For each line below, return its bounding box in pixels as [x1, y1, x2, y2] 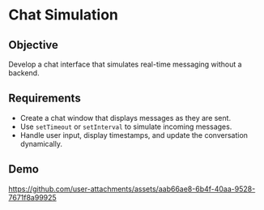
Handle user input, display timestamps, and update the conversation [19, 130, 249, 139]
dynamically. [19, 139, 63, 148]
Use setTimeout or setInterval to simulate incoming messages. [19, 122, 232, 131]
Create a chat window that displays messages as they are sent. [19, 113, 232, 122]
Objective [8, 38, 59, 52]
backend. [8, 68, 40, 78]
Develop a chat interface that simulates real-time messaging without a [8, 59, 242, 69]
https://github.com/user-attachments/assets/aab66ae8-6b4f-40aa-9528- [8, 184, 256, 194]
